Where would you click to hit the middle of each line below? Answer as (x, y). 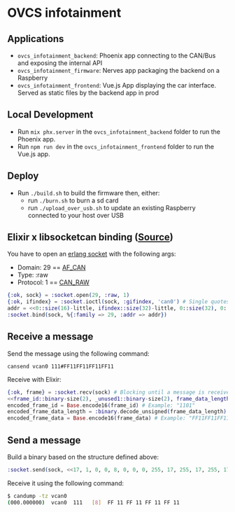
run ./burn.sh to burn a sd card (73, 200)
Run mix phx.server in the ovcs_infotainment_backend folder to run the (119, 132)
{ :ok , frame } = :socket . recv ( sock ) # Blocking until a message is (106, 392)
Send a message (44, 440)
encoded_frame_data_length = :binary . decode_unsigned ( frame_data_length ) (117, 412)
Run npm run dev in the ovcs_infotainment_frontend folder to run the (116, 146)
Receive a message (50, 337)
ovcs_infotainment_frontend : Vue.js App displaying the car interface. (117, 85)
